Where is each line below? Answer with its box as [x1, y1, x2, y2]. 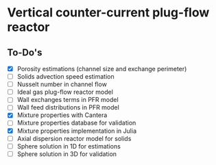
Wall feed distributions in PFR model [16, 103, 120, 112]
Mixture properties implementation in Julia [16, 127, 137, 135]
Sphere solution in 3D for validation [16, 149, 117, 158]
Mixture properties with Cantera [16, 111, 108, 119]
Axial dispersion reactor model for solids [16, 134, 132, 142]
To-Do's [7, 47, 43, 58]
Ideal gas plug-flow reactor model [16, 88, 113, 97]
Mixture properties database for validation [16, 118, 136, 127]
